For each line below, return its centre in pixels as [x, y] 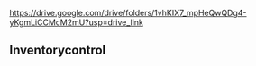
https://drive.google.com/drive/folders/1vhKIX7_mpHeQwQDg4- [128, 13]
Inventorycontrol [58, 50]
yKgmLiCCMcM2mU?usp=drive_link [77, 22]
